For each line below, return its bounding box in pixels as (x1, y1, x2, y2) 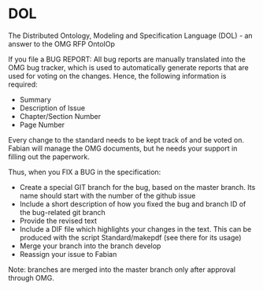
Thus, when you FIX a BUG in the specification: (8, 167, 161, 177)
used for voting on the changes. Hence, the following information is (8, 71, 227, 80)
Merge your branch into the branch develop (19, 241, 161, 251)
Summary (19, 95, 51, 104)
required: (8, 80, 38, 89)
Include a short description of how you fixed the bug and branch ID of (19, 199, 246, 209)
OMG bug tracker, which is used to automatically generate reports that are (8, 62, 250, 72)
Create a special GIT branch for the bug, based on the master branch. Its (19, 182, 256, 191)
